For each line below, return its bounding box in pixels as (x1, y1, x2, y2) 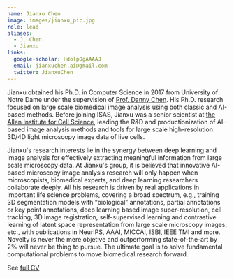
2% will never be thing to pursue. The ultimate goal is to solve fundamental (7, 242, 223, 251)
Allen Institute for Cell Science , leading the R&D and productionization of (7, 117, 216, 126)
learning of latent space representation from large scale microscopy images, (7, 220, 227, 228)
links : (7, 50, 27, 57)
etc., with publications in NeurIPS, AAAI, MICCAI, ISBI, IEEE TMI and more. (7, 228, 221, 236)
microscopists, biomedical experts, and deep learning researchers (7, 175, 198, 184)
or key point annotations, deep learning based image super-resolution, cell (7, 205, 222, 214)
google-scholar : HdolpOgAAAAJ (13, 56, 101, 63)
